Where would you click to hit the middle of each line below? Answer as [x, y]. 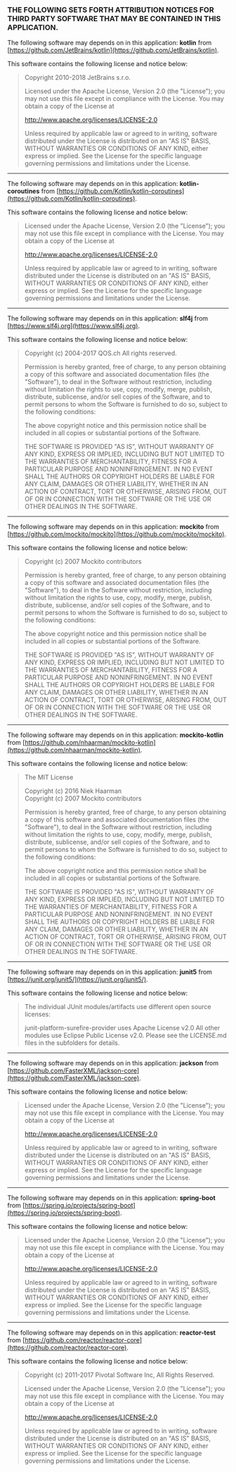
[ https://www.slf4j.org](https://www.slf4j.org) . [74, 326]
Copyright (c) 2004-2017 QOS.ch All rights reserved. [100, 353]
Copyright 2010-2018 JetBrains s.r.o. [78, 78]
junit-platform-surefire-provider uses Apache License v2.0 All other [122, 1028]
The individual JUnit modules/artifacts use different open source [118, 1007]
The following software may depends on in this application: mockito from [113, 527]
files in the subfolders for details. [72, 1043]
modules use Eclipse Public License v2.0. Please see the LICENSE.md [125, 1035]
